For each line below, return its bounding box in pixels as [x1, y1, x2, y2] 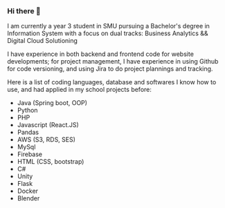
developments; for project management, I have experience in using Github [7, 57, 219, 66]
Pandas [17, 128, 39, 137]
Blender [17, 194, 40, 202]
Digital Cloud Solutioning [7, 37, 78, 45]
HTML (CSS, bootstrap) [17, 158, 84, 166]
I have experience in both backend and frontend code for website [7, 50, 194, 58]
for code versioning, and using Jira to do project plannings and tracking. [7, 65, 213, 73]
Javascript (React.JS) [17, 121, 80, 129]
